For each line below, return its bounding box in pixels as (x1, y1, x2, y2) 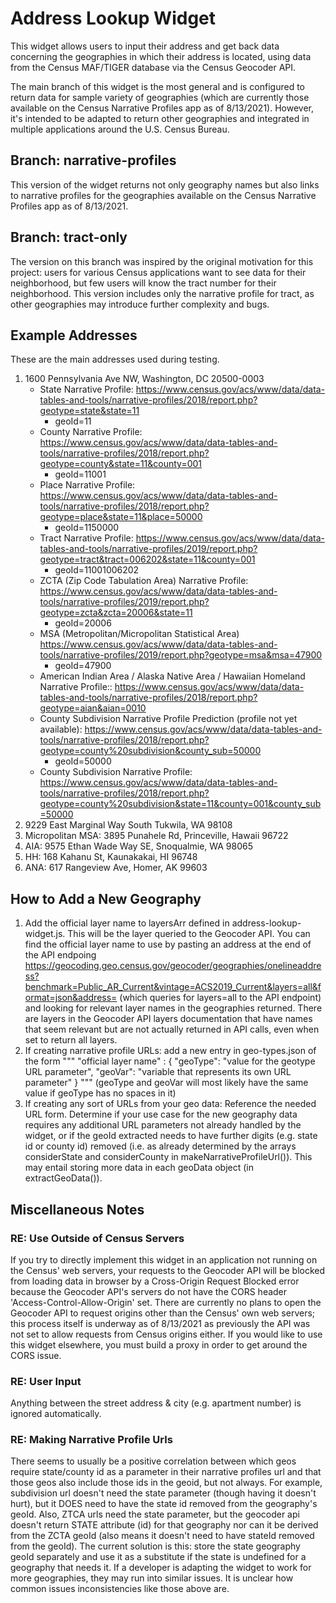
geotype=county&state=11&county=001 (39, 458, 203, 470)
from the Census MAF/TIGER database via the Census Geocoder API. (10, 61, 297, 73)
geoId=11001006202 (54, 564, 140, 576)
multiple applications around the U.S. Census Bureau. (10, 123, 230, 135)
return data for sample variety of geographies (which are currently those (10, 91, 310, 103)
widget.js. (24, 928, 66, 940)
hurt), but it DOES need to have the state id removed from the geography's (10, 1498, 318, 1510)
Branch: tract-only (10, 229, 128, 246)
